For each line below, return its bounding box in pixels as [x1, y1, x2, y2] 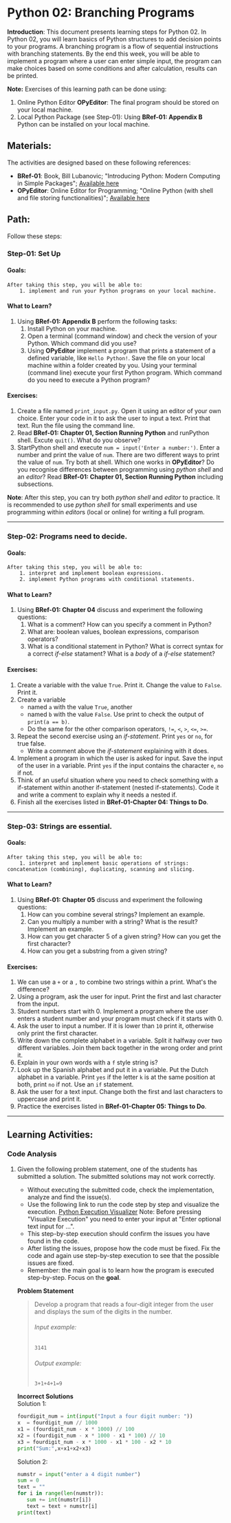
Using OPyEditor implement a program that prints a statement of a [27, 346, 216, 355]
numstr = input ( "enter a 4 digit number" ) [16, 1471, 141, 1478]
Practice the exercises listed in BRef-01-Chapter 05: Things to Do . [16, 1102, 207, 1111]
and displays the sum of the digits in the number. [34, 1307, 173, 1316]
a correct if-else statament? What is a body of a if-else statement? [27, 649, 215, 658]
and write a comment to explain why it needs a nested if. [16, 790, 177, 799]
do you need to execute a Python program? [27, 375, 151, 384]
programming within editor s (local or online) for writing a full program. [7, 508, 205, 516]
